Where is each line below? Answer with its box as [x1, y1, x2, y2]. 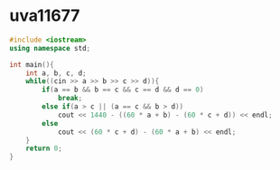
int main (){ [9, 60, 54, 69]
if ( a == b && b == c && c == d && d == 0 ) [42, 85, 204, 95]
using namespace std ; [9, 43, 91, 52]
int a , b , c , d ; [25, 69, 88, 78]
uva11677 [9, 5, 80, 26]
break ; [57, 94, 83, 103]
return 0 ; [25, 144, 63, 154]
